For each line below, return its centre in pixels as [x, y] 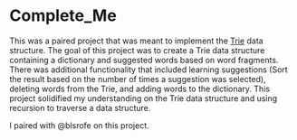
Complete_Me [63, 16]
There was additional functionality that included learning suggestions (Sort [148, 70]
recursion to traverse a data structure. [80, 107]
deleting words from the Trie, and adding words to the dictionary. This [139, 89]
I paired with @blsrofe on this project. [79, 125]
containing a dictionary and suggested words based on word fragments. [144, 60]
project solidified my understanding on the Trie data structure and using [144, 98]
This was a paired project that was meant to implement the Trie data [137, 41]
